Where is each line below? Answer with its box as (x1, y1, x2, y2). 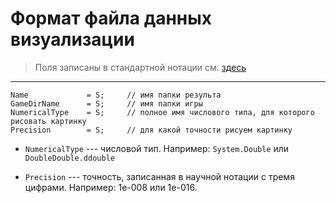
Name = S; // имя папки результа (10, 90, 222, 100)
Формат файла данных (10, 7, 212, 30)
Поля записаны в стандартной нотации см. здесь (34, 61, 247, 73)
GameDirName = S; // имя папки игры (10, 98, 203, 109)
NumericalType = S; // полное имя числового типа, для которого (10, 107, 315, 117)
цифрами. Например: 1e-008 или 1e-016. (24, 181, 198, 193)
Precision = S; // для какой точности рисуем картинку (10, 125, 293, 135)
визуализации (10, 28, 135, 51)
